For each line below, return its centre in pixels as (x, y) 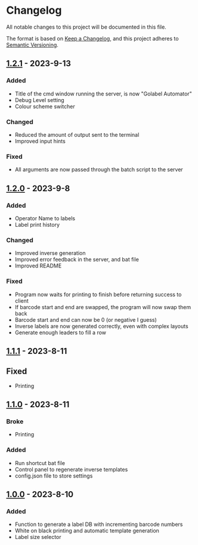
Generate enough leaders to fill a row (60, 332)
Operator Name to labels (45, 218)
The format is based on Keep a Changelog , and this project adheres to (92, 38)
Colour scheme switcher (45, 106)
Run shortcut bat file (40, 463)
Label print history (37, 224)
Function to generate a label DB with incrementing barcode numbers (99, 524)
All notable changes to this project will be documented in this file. (86, 27)
